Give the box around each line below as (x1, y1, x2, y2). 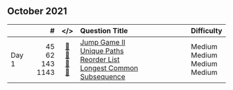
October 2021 (7, 5, 67, 17)
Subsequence (80, 71, 126, 81)
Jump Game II (80, 37, 126, 47)
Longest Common (80, 63, 139, 73)
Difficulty (190, 25, 223, 35)
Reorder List (80, 54, 120, 64)
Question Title (80, 25, 128, 35)
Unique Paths (80, 46, 124, 56)
